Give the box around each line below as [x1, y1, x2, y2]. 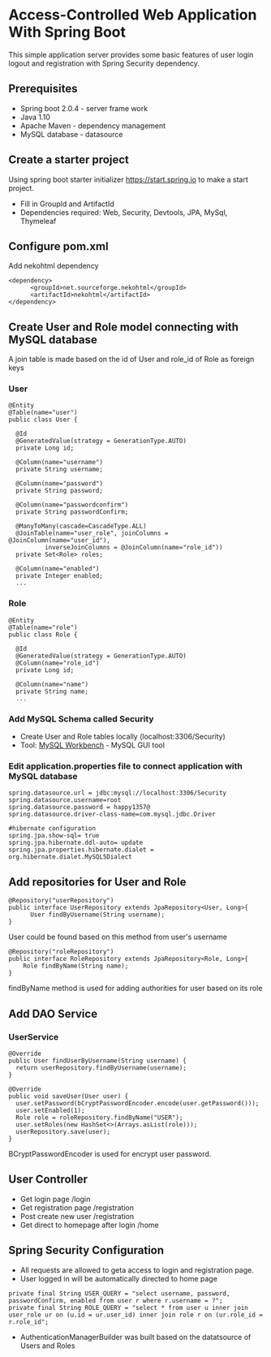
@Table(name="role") [8, 623, 79, 631]
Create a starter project [8, 153, 130, 167]
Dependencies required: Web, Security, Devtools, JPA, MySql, [19, 207, 228, 217]
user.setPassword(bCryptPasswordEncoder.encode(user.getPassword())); [15, 1099, 260, 1107]
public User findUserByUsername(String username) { [8, 1057, 187, 1065]
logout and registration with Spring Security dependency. [8, 58, 200, 68]
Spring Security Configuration [8, 1243, 165, 1257]
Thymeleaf [19, 216, 57, 226]
